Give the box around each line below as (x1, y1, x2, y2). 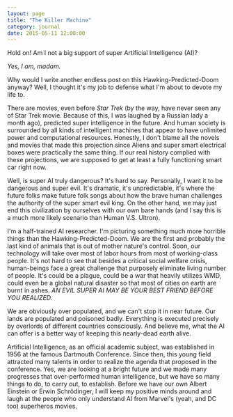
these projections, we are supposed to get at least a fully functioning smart (7, 156, 223, 164)
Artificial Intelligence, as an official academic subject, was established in (7, 343, 215, 352)
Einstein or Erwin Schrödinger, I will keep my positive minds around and (7, 387, 212, 395)
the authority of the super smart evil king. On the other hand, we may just (7, 199, 217, 207)
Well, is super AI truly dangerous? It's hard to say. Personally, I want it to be (7, 177, 223, 185)
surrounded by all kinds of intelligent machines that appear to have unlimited (7, 126, 227, 134)
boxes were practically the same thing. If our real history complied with (7, 148, 211, 157)
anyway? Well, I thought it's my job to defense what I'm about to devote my (7, 83, 223, 91)
